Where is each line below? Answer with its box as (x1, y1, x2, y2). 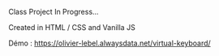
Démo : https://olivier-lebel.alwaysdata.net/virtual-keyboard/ (8, 38, 211, 48)
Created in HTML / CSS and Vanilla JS (8, 23, 135, 32)
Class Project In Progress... (8, 7, 99, 16)
